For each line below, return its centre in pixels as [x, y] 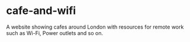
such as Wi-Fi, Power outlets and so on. [55, 33]
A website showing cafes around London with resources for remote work [95, 27]
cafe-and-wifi [41, 11]
